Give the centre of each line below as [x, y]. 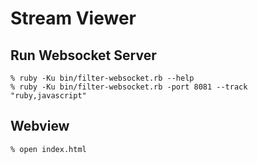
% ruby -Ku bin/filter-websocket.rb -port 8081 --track [129, 87]
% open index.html [48, 149]
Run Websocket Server [83, 55]
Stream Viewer [73, 18]
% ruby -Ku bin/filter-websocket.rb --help [102, 78]
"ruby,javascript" [48, 96]
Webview [40, 126]
